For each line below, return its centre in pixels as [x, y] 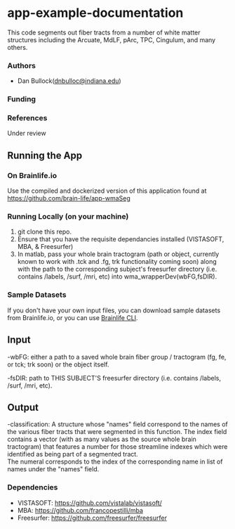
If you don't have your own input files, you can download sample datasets [114, 310]
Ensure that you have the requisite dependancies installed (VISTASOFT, [121, 239]
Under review [27, 133]
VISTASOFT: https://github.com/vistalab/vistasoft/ [90, 503]
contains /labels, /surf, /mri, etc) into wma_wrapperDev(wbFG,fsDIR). [117, 276]
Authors [22, 65]
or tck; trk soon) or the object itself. [58, 364]
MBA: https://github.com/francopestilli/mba [80, 510]
